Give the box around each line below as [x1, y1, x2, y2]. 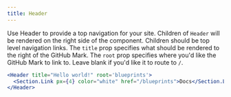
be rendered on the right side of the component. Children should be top [7, 36, 210, 45]
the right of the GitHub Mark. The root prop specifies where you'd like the [7, 51, 217, 59]
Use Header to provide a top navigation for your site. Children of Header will [7, 29, 220, 37]
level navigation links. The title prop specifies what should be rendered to [7, 43, 220, 52]
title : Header [7, 10, 48, 17]
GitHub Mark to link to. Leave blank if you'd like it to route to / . [7, 58, 184, 66]
